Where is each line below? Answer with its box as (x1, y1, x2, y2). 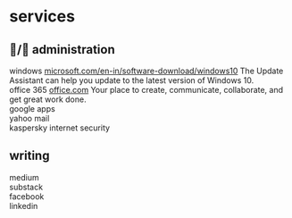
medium (9, 172, 39, 182)
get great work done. (9, 94, 87, 105)
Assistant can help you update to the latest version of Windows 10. (9, 75, 254, 86)
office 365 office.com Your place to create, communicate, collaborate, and (9, 85, 284, 95)
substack (9, 181, 43, 192)
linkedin (9, 200, 38, 211)
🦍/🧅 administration (9, 42, 115, 57)
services (9, 6, 76, 27)
